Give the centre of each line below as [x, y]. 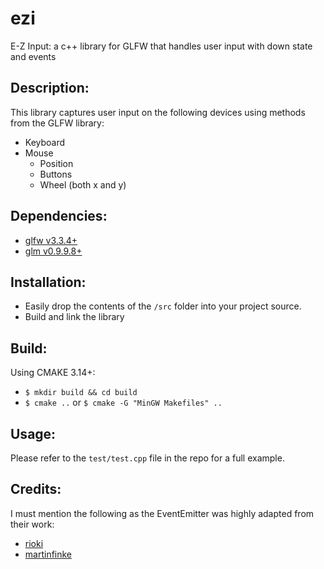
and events [33, 56]
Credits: [36, 489]
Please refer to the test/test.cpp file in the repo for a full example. [147, 458]
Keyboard [45, 142]
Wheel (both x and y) [83, 184]
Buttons [56, 174]
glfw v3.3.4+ [51, 240]
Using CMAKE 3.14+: [53, 373]
